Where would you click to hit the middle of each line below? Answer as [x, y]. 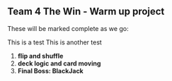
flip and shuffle [40, 56]
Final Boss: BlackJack [50, 70]
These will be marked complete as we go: [68, 28]
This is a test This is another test [55, 42]
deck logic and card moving [59, 63]
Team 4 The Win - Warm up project [86, 12]
